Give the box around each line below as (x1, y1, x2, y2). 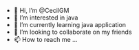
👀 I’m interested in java (13, 14, 78, 22)
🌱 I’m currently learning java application (13, 21, 126, 28)
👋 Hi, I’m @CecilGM (13, 7, 69, 14)
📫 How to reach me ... (13, 36, 78, 43)
